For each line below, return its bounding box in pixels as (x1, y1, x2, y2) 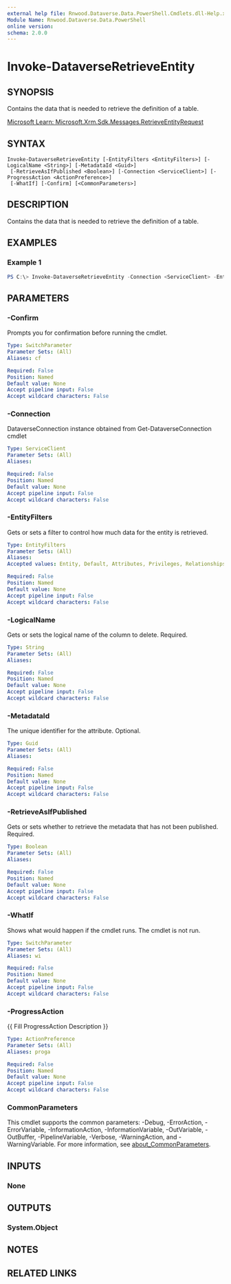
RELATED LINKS (7, 1267, 77, 1279)
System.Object (7, 1223, 58, 1232)
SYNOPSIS (7, 86, 54, 98)
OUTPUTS (7, 1202, 52, 1214)
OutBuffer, (7, 1133, 36, 1141)
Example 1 (7, 257, 42, 267)
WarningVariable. (7, 1140, 56, 1148)
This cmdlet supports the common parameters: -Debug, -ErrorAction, (7, 1118, 204, 1126)
